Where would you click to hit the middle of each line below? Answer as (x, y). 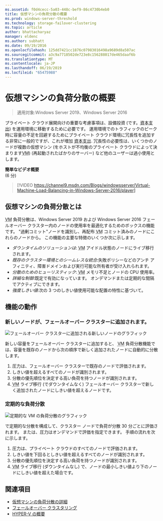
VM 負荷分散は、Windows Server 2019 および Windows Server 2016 (73, 219)
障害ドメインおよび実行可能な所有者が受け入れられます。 (94, 266)
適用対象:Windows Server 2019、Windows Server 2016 (72, 112)
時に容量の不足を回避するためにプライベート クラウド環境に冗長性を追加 (78, 135)
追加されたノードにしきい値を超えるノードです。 (65, 390)
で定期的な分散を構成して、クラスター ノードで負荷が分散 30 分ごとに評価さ (81, 426)
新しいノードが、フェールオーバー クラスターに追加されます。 (77, 322)
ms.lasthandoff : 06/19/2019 (33, 68)
